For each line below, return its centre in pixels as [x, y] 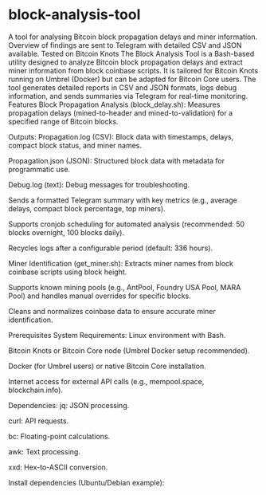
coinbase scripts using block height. [68, 272]
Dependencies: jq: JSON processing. [69, 405]
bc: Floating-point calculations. [59, 436]
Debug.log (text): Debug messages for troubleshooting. [99, 184]
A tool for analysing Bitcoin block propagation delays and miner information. [133, 37]
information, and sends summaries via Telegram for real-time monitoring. [128, 96]
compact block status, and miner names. [75, 145]
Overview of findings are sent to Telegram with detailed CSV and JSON [125, 45]
